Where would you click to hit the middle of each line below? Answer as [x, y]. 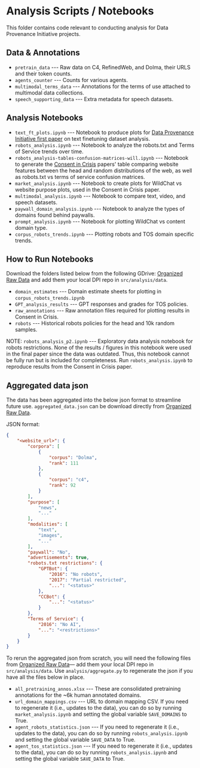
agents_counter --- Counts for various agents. [71, 80]
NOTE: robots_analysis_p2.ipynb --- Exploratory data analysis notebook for [99, 341]
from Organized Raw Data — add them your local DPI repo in [80, 664]
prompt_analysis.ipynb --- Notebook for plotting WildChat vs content [100, 221]
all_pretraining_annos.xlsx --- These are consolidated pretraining [98, 689]
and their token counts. [43, 74]
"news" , [48, 508]
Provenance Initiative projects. [43, 34]
